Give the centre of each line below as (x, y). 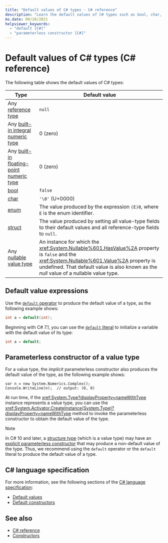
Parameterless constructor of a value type (72, 357)
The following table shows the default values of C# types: (64, 82)
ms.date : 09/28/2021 (27, 19)
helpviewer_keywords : (28, 24)
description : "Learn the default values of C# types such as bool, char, (84, 15)
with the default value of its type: (39, 332)
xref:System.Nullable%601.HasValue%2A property (99, 248)
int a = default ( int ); (29, 317)
